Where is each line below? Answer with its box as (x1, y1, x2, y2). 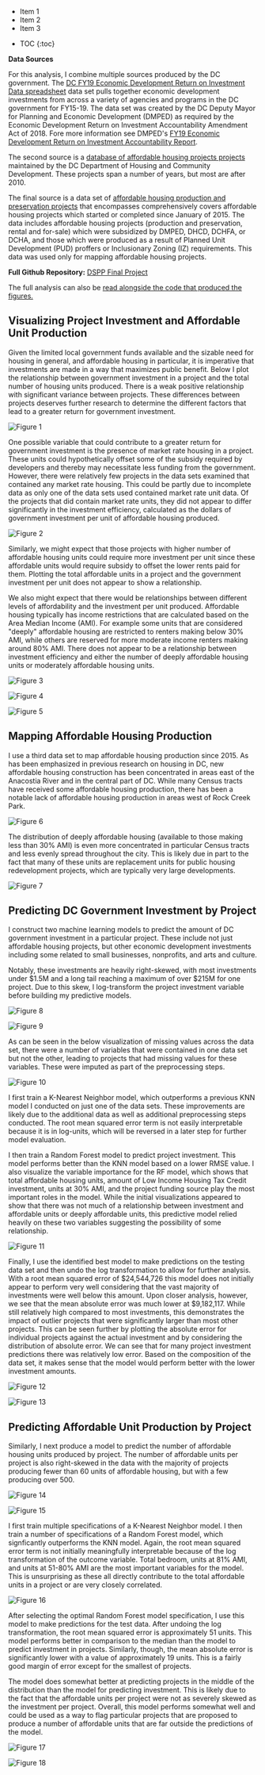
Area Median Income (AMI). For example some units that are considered (8, 618, 243, 627)
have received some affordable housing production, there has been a (8, 784, 233, 794)
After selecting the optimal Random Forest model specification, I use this (8, 1611, 245, 1620)
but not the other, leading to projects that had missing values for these (8, 1054, 237, 1064)
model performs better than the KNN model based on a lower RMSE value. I (8, 1159, 255, 1168)
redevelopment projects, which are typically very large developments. (8, 865, 236, 875)
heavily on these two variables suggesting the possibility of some (8, 1217, 221, 1228)
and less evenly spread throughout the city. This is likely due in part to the (8, 849, 249, 858)
